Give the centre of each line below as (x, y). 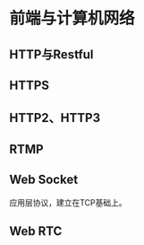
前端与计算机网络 (72, 18)
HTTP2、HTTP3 (55, 118)
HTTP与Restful (51, 54)
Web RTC (36, 231)
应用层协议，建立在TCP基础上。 (68, 202)
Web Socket (44, 180)
